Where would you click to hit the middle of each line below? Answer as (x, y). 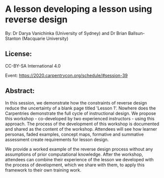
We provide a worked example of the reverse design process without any (79, 149)
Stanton (13, 38)
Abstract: (20, 91)
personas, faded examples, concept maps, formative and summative (74, 134)
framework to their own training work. (43, 170)
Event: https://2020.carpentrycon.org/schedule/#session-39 (66, 75)
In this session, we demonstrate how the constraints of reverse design (76, 103)
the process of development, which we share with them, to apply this (75, 165)
